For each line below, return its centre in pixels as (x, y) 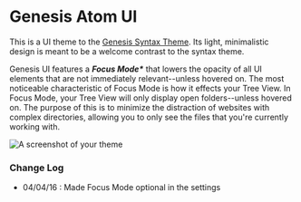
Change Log (37, 168)
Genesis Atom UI (73, 17)
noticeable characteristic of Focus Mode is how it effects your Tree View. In (150, 88)
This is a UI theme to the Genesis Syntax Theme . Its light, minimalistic (139, 42)
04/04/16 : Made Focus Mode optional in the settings (121, 188)
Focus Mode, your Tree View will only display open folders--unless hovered (151, 98)
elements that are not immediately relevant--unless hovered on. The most (147, 78)
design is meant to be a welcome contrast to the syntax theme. (127, 51)
